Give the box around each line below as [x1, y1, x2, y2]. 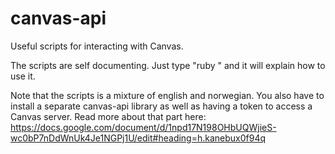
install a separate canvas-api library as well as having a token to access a [10, 100, 313, 112]
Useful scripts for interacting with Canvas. [10, 40, 184, 52]
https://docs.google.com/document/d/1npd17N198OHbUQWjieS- [10, 121, 277, 133]
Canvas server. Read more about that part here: [10, 110, 207, 122]
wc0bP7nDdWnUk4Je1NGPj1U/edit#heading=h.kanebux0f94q [10, 132, 267, 144]
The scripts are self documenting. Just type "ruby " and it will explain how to [10, 59, 326, 71]
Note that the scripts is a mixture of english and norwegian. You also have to [10, 89, 325, 101]
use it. [10, 70, 36, 82]
